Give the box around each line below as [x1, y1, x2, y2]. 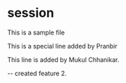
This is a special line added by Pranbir [7, 41, 118, 50]
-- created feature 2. [7, 69, 67, 77]
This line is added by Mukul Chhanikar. [7, 55, 120, 64]
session [7, 5, 54, 21]
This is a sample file [7, 28, 65, 37]
